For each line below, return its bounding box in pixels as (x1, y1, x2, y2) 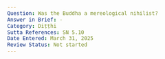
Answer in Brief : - (7, 16, 63, 23)
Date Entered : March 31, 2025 (7, 35, 94, 42)
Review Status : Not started (7, 41, 88, 48)
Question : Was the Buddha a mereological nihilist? (7, 9, 158, 17)
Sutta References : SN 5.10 (7, 28, 85, 36)
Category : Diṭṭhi (7, 22, 57, 29)
